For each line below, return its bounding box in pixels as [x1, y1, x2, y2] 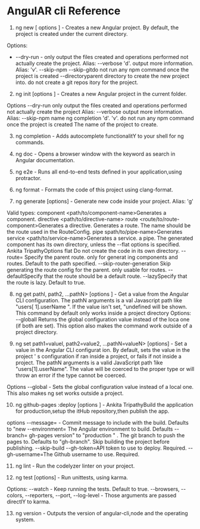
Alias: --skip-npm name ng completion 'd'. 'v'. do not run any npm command [7, 115, 194, 122]
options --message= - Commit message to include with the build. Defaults [7, 419, 189, 426]
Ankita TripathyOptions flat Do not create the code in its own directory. [7, 247, 180, 254]
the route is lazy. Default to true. [7, 279, 86, 286]
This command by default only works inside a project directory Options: [15, 309, 192, 317]
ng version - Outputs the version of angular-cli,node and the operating [15, 509, 188, 516]
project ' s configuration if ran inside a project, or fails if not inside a [15, 352, 182, 360]
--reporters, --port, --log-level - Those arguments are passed [24, 491, 177, 499]
